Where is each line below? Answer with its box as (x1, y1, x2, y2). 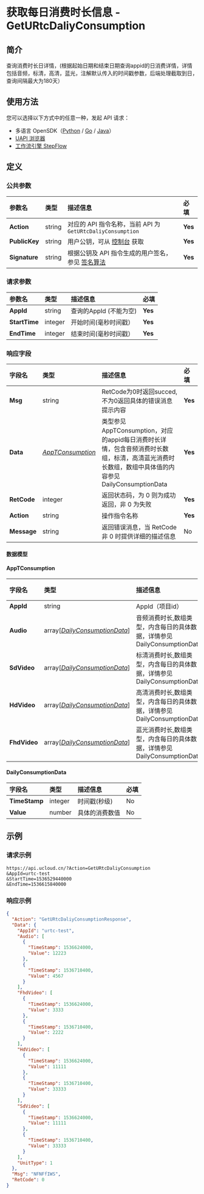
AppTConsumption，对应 (101, 426, 174, 435)
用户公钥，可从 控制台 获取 (67, 237, 144, 246)
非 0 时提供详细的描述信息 (101, 532, 176, 541)
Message (9, 528, 37, 536)
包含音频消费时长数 (114, 445, 169, 453)
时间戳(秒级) (77, 797, 114, 806)
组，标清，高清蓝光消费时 (101, 454, 175, 462)
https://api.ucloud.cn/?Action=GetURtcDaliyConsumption (6, 865, 151, 871)
